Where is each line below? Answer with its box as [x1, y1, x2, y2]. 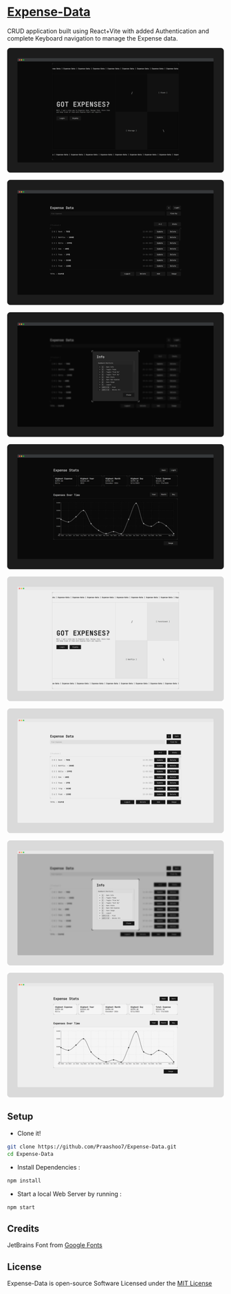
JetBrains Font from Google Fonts [7, 1241, 103, 1249]
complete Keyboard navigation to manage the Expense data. [7, 34, 178, 42]
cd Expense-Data [7, 1150, 54, 1157]
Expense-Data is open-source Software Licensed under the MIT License [7, 1280, 212, 1287]
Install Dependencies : [16, 1163, 80, 1171]
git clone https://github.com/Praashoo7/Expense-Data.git [7, 1143, 177, 1150]
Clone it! [16, 1129, 41, 1137]
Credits [7, 1222, 40, 1234]
